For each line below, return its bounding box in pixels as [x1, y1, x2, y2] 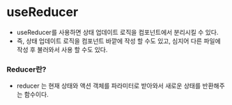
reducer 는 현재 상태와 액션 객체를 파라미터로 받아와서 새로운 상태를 [16, 81, 201, 90]
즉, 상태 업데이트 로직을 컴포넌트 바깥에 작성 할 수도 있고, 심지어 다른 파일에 [16, 36, 221, 45]
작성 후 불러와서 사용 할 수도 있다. [16, 45, 108, 54]
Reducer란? [6, 64, 47, 74]
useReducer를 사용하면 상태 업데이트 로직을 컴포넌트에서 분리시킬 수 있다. [16, 28, 219, 36]
